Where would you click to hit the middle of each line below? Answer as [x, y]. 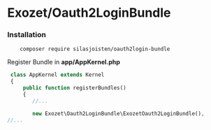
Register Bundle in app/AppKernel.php [64, 62]
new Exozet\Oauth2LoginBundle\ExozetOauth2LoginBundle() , [118, 113]
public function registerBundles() [75, 88]
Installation [27, 35]
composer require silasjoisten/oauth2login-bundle [95, 49]
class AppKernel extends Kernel [57, 75]
